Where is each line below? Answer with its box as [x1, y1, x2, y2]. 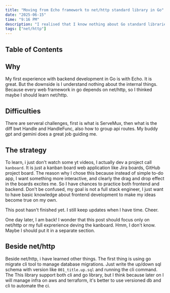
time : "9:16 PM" [5, 17, 39, 22]
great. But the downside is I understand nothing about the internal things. [5, 81, 158, 87]
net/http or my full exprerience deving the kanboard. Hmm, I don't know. [5, 222, 156, 228]
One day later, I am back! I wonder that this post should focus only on [5, 216, 150, 222]
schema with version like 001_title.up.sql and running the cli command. [5, 266, 158, 272]
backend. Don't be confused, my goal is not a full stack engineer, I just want [5, 186, 163, 192]
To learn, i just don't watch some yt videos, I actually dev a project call [5, 159, 152, 165]
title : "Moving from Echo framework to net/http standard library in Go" [5, 7, 164, 13]
